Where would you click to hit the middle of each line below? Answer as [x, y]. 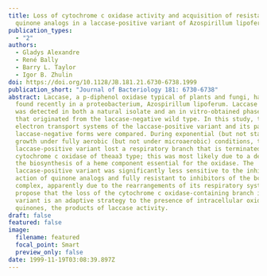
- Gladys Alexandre [48, 52]
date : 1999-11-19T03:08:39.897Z [62, 259]
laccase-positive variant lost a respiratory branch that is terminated [138, 149]
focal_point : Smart [48, 245]
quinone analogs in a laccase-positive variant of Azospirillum [124, 23]
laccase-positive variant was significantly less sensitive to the [130, 171]
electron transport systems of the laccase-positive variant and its [133, 126]
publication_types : [41, 30]
